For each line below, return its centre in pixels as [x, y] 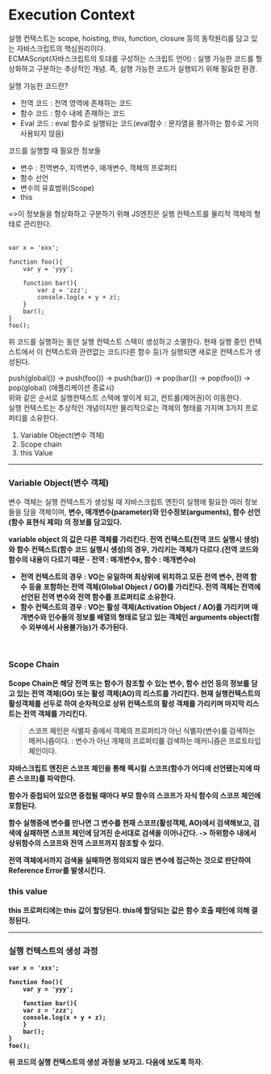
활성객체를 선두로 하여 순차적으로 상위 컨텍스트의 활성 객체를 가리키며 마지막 [126, 703]
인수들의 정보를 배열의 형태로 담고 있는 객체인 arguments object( [150, 617]
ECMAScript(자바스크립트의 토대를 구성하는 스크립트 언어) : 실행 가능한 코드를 [131, 58]
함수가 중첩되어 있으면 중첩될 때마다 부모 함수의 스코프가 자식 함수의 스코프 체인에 [135, 795]
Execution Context [72, 15]
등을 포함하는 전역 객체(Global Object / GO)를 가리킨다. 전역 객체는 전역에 [144, 587]
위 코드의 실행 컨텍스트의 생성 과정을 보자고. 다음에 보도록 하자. [106, 1062]
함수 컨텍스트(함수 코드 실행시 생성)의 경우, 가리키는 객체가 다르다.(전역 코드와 [138, 550]
